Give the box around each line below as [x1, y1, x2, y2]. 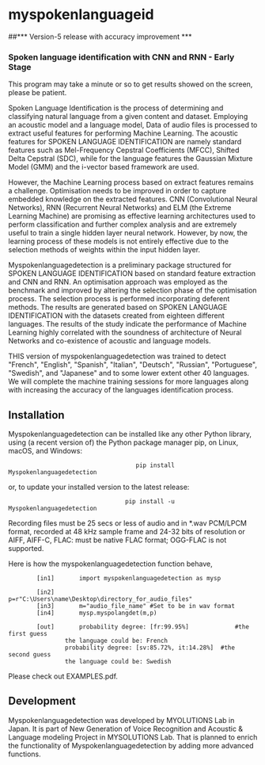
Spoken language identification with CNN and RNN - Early [8, 52, 235, 63]
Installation [8, 408, 65, 422]
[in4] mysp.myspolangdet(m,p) [36, 609, 157, 618]
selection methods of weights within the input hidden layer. [8, 245, 200, 254]
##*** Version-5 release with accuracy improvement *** [8, 32, 192, 41]
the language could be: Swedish [64, 658, 172, 666]
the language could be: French [64, 637, 168, 645]
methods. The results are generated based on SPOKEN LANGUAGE [8, 303, 228, 312]
